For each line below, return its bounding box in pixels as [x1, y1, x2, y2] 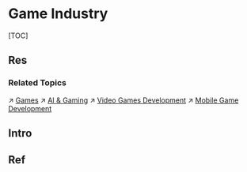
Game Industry [8, 5, 108, 23]
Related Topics [8, 77, 67, 88]
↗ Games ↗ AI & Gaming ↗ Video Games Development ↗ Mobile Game [8, 95, 239, 105]
